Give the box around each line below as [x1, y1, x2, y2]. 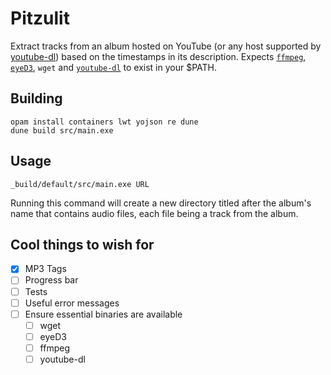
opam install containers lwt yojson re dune [10, 117, 199, 127]
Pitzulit [10, 7, 70, 30]
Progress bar [24, 274, 79, 286]
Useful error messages [24, 297, 120, 309]
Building [10, 90, 63, 107]
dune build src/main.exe [10, 125, 114, 136]
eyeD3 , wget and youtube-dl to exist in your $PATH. [10, 61, 218, 73]
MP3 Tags [24, 263, 67, 275]
